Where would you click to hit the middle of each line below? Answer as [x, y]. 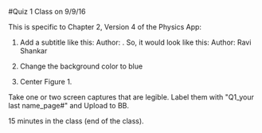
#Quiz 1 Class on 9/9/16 [47, 12]
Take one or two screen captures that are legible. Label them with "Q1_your [131, 97]
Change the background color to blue [81, 66]
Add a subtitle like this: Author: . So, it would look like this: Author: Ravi [135, 42]
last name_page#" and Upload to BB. [69, 106]
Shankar [33, 51]
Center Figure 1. [46, 82]
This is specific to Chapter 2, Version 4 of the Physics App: [105, 27]
